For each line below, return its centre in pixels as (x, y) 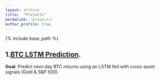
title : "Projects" (26, 15)
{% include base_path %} (32, 38)
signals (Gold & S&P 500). (32, 72)
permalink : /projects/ (29, 19)
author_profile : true (28, 24)
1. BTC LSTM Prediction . (43, 54)
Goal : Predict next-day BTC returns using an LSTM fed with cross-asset (80, 67)
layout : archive (22, 10)
